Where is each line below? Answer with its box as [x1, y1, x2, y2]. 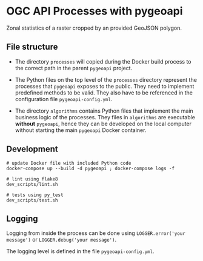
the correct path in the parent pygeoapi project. [15, 64, 133, 71]
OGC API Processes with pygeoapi [6, 4, 183, 18]
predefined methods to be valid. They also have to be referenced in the [15, 89, 193, 96]
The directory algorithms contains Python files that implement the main [15, 107, 194, 114]
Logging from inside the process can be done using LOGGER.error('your [6, 230, 186, 237]
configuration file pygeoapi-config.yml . [15, 95, 113, 102]
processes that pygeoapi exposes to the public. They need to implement [15, 82, 195, 90]
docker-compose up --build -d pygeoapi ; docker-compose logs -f [6, 165, 175, 171]
